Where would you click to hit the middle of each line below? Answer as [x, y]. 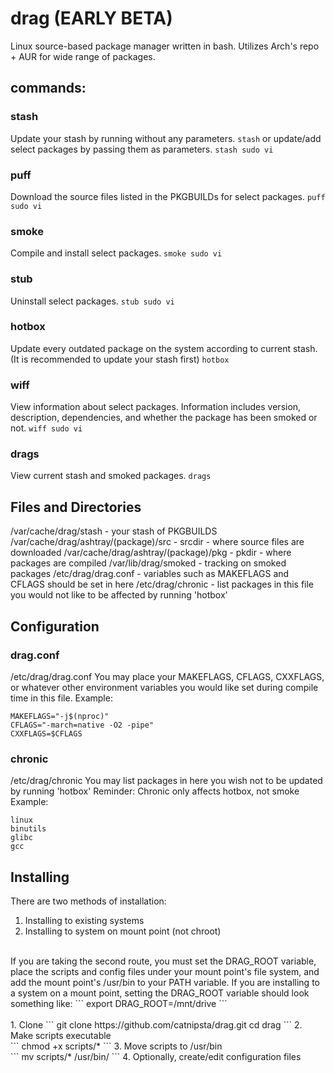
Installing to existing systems [84, 921]
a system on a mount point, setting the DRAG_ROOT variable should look [160, 993]
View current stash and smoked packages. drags [111, 476]
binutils [28, 829]
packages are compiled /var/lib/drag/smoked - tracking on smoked [148, 563]
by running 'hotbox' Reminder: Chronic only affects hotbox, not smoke [155, 791]
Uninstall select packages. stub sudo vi [92, 301]
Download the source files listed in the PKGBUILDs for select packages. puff [168, 196]
